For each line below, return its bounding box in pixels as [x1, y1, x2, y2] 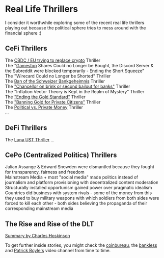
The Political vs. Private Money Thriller [5, 104, 83, 110]
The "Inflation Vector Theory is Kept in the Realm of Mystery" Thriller [5, 88, 145, 94]
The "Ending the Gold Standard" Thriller [5, 94, 86, 100]
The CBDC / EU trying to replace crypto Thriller [5, 57, 101, 63]
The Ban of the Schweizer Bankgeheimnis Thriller [5, 78, 105, 84]
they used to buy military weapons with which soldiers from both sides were [5, 195, 160, 201]
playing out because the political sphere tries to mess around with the [5, 25, 146, 30]
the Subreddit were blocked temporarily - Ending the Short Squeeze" [5, 68, 145, 74]
